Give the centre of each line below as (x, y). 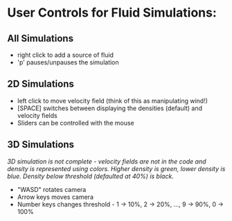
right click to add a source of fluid (65, 55)
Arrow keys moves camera (55, 197)
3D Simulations (41, 144)
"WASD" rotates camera (52, 189)
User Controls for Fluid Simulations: (112, 13)
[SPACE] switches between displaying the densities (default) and (110, 108)
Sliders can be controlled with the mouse (75, 123)
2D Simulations (41, 84)
